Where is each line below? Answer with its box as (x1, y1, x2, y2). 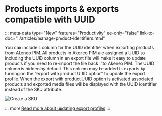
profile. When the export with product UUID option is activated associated (5, 76, 154, 82)
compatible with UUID (5, 14, 95, 25)
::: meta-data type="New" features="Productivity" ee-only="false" (5, 30, 139, 36)
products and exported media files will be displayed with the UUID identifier (5, 81, 157, 87)
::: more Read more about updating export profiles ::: (5, 105, 111, 111)
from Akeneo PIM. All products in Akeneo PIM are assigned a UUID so (5, 50, 145, 56)
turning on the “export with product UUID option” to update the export (5, 70, 145, 76)
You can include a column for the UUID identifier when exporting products (5, 45, 154, 50)
